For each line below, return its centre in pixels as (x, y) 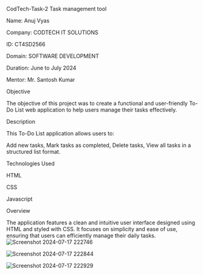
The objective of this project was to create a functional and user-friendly (97, 103)
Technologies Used (30, 163)
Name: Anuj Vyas (28, 20)
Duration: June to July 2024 (41, 68)
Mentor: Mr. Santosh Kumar (41, 80)
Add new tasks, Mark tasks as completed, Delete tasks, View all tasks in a (99, 145)
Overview (18, 211)
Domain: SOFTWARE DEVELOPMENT (53, 56)
